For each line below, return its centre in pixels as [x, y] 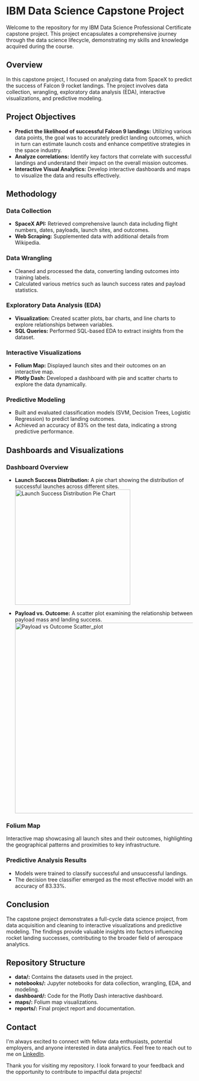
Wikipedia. [28, 243]
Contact [21, 1027]
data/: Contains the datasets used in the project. [74, 977]
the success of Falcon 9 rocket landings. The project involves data [87, 85]
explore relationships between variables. [64, 324]
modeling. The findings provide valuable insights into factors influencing [94, 931]
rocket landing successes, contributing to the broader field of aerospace [94, 938]
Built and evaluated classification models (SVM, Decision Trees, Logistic [103, 413]
